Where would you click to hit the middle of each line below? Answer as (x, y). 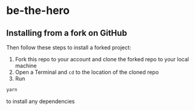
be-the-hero (38, 11)
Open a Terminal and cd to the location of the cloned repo (87, 72)
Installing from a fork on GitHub (67, 33)
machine (26, 66)
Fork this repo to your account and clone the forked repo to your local (102, 59)
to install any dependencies (41, 101)
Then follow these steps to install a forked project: (69, 47)
